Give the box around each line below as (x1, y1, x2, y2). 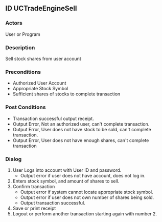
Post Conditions (5, 104, 46, 111)
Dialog (5, 155, 22, 163)
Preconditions (5, 68, 41, 75)
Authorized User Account (12, 80, 66, 86)
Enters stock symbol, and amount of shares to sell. (12, 178, 120, 184)
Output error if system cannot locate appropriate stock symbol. (20, 189, 153, 195)
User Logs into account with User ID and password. (12, 167, 122, 173)
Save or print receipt (12, 205, 56, 211)
